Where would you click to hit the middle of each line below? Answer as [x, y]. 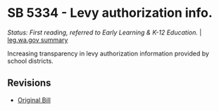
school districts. [31, 60]
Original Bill [34, 100]
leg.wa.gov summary [38, 39]
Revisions [29, 83]
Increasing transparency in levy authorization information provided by [108, 53]
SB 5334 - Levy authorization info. [110, 13]
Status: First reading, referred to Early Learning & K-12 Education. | [105, 32]
